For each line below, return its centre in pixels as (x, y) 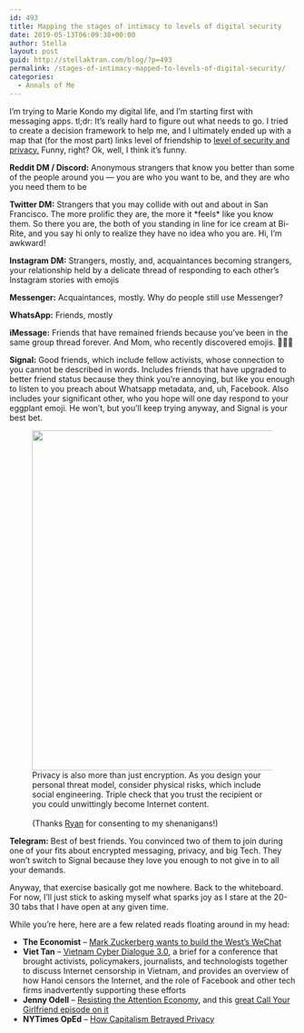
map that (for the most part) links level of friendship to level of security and (150, 140)
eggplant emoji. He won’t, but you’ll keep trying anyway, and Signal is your (148, 408)
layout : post (34, 52)
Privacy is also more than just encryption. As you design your (147, 775)
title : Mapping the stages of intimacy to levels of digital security (146, 26)
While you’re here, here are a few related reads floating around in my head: (150, 924)
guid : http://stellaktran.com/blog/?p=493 (91, 60)
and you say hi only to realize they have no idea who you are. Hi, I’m (155, 233)
